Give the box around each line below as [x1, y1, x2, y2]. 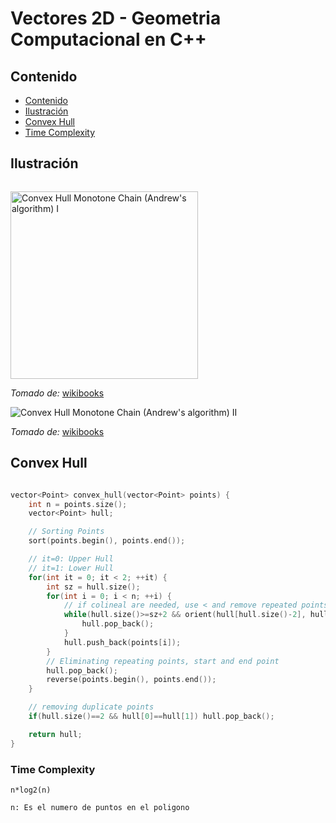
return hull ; [28, 729, 83, 739]
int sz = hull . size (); [46, 582, 141, 592]
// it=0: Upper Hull [28, 554, 114, 564]
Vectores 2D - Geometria [10, 7, 222, 30]
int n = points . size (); [28, 499, 128, 509]
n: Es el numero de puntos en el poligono [10, 802, 190, 812]
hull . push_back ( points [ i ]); [63, 637, 182, 647]
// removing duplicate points [28, 702, 155, 712]
